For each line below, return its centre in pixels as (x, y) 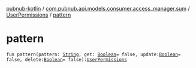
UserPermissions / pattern (39, 15)
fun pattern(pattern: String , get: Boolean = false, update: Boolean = (94, 54)
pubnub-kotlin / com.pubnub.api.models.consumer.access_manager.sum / (98, 9)
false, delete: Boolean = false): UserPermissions (67, 59)
